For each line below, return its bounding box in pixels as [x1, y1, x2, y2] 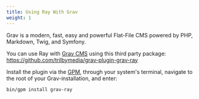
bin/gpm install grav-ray [6, 86, 72, 92]
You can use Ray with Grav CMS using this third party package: [6, 50, 167, 57]
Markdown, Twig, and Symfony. [6, 38, 86, 45]
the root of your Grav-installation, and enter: [6, 75, 118, 82]
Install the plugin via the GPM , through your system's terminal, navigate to [6, 68, 193, 75]
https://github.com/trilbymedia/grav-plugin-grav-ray [6, 56, 138, 64]
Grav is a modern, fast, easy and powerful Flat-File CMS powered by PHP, [6, 31, 193, 38]
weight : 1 [6, 15, 32, 21]
